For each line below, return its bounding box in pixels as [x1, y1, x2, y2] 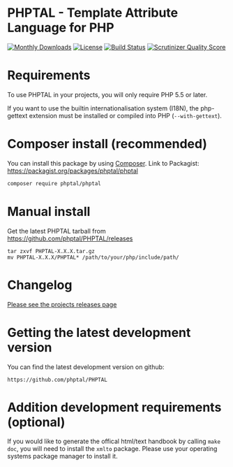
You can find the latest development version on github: [7, 362, 165, 371]
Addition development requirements [7, 399, 222, 415]
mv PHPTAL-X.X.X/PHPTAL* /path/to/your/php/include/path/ [7, 254, 179, 261]
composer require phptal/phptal [7, 180, 101, 187]
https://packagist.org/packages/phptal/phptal [7, 166, 138, 175]
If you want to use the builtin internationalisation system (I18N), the [7, 103, 200, 113]
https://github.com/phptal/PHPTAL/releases [7, 234, 133, 243]
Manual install [7, 203, 91, 220]
